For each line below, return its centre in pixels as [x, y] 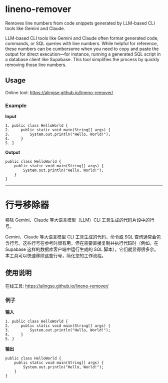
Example [16, 105]
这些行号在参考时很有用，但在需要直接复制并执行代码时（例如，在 [90, 243]
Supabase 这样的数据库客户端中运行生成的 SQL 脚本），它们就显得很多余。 [82, 249]
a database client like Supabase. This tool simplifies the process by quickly [82, 59]
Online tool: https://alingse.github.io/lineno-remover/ [59, 92]
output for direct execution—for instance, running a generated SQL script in [83, 54]
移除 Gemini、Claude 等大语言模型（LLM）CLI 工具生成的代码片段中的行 [80, 220]
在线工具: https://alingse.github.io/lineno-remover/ [57, 286]
